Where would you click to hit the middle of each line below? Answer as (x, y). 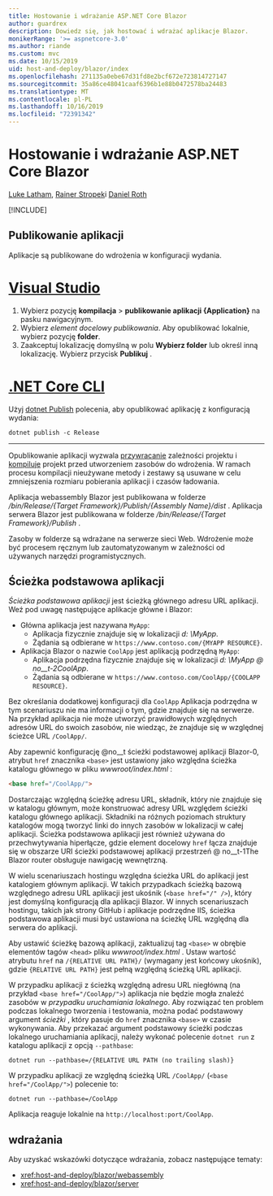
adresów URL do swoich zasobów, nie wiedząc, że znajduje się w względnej (136, 728)
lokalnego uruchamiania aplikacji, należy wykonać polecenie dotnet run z (132, 1037)
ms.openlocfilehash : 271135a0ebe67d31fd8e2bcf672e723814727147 (118, 76)
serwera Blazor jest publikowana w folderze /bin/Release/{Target (117, 514)
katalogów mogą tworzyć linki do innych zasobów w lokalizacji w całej (126, 825)
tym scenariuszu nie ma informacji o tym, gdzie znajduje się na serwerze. (131, 710)
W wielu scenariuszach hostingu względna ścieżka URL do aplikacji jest (129, 876)
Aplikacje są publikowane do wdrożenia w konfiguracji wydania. (115, 255)
